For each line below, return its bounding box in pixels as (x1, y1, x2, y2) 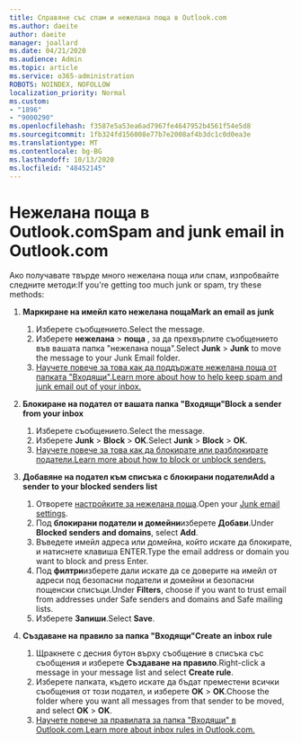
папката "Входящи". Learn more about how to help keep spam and (35, 372, 283, 383)
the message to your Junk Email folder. (35, 352, 181, 364)
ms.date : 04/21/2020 (9, 47, 87, 56)
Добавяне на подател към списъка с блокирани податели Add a (22, 472, 276, 482)
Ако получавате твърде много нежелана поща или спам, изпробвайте (9, 270, 279, 281)
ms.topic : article (9, 64, 78, 73)
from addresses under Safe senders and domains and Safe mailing (35, 594, 283, 605)
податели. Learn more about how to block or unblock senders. (35, 455, 267, 465)
